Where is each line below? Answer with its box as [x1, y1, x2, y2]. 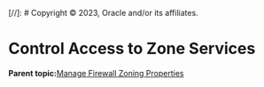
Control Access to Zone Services [8, 39, 256, 59]
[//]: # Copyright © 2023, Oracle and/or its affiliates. [8, 8, 198, 18]
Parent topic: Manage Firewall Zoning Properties [8, 67, 184, 78]
